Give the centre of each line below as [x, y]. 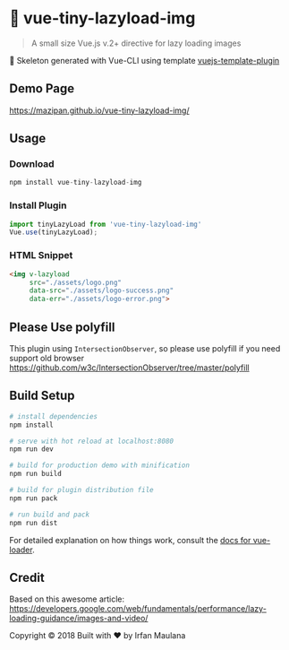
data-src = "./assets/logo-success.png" [102, 290]
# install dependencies [54, 416]
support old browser [47, 358]
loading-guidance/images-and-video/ [79, 619]
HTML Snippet [41, 256]
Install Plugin [38, 205]
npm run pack [34, 498]
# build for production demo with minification [100, 465]
